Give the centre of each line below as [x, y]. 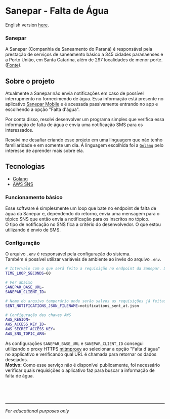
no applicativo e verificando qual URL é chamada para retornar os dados [81, 354]
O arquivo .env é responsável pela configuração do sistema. [68, 254]
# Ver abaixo [19, 283]
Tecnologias [25, 166]
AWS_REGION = [18, 320]
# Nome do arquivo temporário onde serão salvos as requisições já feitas [86, 301]
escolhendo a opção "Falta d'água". [42, 109]
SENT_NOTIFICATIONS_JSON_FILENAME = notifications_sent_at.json [72, 306]
